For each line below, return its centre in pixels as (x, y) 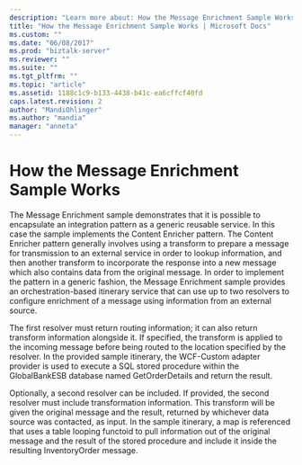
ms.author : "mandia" (48, 118)
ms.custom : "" (36, 34)
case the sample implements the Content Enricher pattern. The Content (142, 234)
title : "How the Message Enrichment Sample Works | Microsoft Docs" (140, 26)
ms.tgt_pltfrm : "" (44, 76)
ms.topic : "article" (48, 85)
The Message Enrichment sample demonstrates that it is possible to (135, 215)
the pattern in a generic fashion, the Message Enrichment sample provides (147, 282)
